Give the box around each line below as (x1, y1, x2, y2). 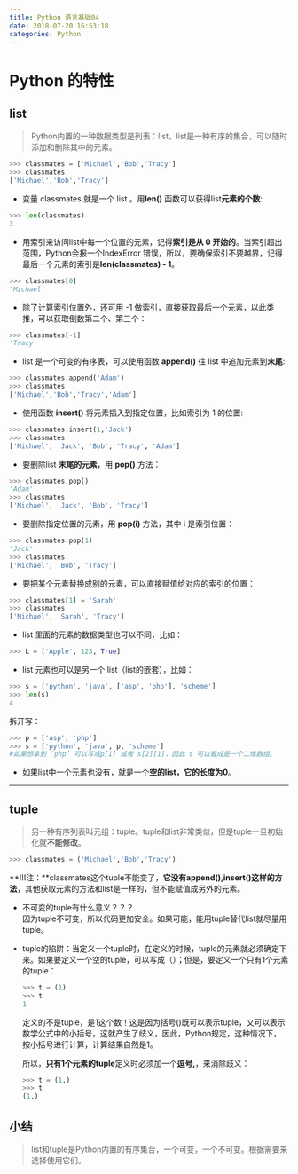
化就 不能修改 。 (30, 838, 86, 848)
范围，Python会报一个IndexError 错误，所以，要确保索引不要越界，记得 (21, 248, 283, 258)
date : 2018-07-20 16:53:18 (9, 21, 109, 30)
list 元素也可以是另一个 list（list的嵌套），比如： (21, 665, 194, 674)
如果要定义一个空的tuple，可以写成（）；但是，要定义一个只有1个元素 (37, 954, 289, 965)
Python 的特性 (9, 70, 114, 91)
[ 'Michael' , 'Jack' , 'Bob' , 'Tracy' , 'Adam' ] (9, 441, 180, 451)
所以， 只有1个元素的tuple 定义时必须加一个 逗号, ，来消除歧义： (21, 1058, 250, 1068)
